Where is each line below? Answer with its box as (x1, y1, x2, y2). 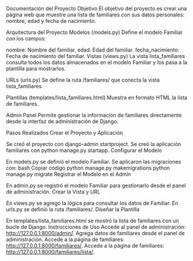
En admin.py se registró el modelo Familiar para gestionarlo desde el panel (6, 182, 186, 189)
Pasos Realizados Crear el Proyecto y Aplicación (6, 129, 123, 136)
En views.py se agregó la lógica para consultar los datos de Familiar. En (6, 199, 178, 206)
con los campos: (6, 35, 46, 42)
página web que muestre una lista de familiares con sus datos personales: (6, 11, 185, 18)
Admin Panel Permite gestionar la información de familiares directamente (6, 111, 182, 118)
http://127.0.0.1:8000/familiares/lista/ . (6, 249, 95, 255)
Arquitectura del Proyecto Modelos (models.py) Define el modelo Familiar (6, 29, 183, 36)
